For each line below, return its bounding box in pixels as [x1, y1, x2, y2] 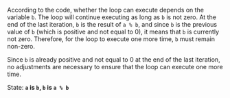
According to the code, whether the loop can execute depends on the [7, 6, 205, 14]
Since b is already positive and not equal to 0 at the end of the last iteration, [7, 56, 221, 64]
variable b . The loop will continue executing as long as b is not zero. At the [7, 13, 216, 21]
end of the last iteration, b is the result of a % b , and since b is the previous [7, 21, 218, 28]
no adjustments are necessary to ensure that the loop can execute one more [7, 63, 223, 71]
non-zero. [7, 42, 36, 50]
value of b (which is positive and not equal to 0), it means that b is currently [7, 27, 220, 36]
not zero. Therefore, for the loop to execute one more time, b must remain [7, 35, 215, 43]
